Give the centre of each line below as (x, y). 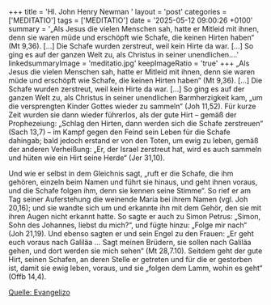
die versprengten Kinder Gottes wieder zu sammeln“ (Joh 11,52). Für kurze (132, 106)
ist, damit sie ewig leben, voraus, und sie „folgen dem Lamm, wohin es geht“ (135, 268)
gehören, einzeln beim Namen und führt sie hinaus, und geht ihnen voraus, (133, 182)
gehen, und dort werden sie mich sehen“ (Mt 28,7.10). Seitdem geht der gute (135, 251)
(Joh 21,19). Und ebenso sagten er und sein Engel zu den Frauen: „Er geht (131, 233)
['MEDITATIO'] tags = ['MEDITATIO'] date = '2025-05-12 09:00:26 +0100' (131, 20)
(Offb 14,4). (28, 277)
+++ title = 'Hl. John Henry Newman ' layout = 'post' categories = (118, 12)
